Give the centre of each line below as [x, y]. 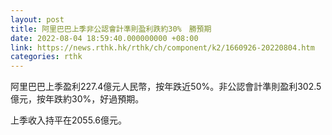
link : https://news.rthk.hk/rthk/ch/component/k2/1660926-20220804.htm [162, 47]
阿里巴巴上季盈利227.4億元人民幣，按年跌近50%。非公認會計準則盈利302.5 [166, 87]
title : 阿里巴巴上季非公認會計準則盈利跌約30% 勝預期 [111, 29]
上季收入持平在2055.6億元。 [68, 120]
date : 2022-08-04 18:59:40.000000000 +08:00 [104, 38]
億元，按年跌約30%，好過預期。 [77, 99]
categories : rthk [46, 57]
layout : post [37, 19]
